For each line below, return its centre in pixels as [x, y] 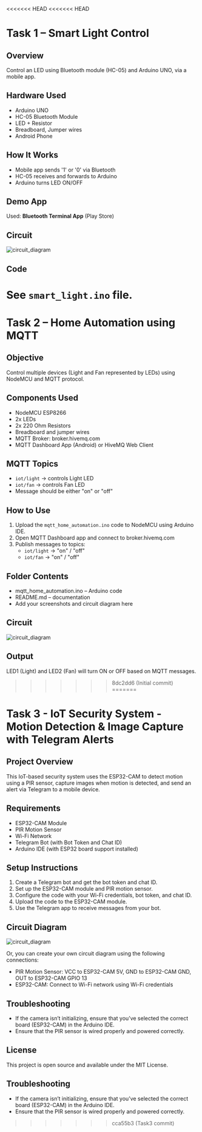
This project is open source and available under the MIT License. [87, 1065]
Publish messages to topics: [50, 544]
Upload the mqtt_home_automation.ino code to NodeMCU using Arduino [104, 525]
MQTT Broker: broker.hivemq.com [58, 438]
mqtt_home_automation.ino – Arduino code [69, 591]
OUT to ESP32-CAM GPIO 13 [51, 978]
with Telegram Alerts [60, 739]
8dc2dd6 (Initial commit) [143, 683]
